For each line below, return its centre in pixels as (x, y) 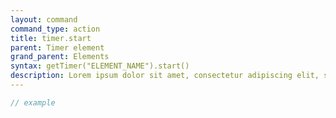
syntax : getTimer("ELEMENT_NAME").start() (100, 66)
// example (33, 102)
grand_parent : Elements (60, 57)
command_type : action (55, 29)
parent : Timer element (57, 47)
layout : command (44, 19)
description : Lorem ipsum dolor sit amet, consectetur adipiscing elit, (165, 76)
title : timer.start (51, 38)
